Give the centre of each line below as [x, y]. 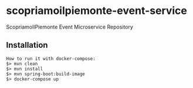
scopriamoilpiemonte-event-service [97, 11]
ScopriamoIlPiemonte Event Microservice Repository [70, 27]
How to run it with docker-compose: [51, 59]
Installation [27, 45]
